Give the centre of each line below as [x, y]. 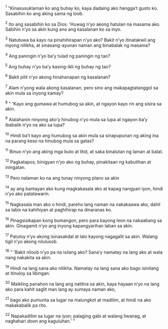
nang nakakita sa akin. [28, 257]
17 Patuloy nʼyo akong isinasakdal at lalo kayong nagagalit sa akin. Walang [81, 236]
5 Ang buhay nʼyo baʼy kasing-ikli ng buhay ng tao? [58, 66]
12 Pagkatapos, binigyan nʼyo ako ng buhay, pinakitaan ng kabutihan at [78, 161]
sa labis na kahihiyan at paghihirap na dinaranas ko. [59, 210]
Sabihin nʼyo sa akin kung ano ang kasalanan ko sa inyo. [63, 29]
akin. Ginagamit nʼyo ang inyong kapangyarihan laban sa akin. [69, 225]
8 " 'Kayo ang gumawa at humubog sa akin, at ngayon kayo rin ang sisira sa [83, 103]
